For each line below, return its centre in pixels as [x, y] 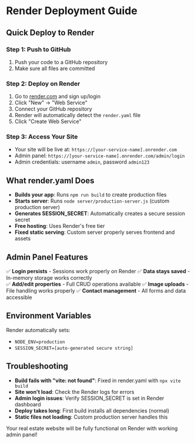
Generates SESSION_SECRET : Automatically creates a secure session [100, 214]
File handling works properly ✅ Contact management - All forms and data [96, 291]
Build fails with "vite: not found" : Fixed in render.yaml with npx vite [97, 380]
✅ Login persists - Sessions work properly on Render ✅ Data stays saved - [98, 271]
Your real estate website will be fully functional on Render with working [92, 428]
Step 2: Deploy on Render [43, 84]
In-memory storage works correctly [49, 278]
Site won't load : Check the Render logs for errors [74, 392]
